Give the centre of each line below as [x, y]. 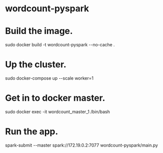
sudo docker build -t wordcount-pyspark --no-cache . [60, 45]
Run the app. [32, 132]
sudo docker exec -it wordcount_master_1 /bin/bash [57, 112]
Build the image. [39, 31]
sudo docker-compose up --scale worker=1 [49, 78]
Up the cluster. [36, 65]
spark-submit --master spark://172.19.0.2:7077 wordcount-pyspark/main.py [82, 145]
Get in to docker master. [55, 98]
